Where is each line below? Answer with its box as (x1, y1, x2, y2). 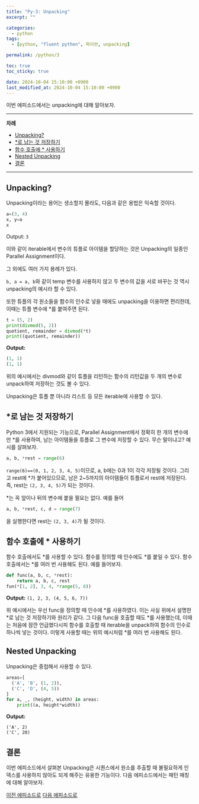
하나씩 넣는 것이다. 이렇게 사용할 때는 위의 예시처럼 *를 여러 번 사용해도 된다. (6, 629, 182, 636)
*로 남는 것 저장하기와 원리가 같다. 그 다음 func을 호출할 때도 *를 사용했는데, (6, 614, 182, 621)
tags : (6, 36, 20, 42)
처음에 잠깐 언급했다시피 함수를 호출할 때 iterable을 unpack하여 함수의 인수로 (12, 621, 191, 628)
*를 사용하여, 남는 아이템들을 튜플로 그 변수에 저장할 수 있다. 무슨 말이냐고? (12, 436, 185, 443)
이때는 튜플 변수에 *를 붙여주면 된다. (6, 305, 89, 312)
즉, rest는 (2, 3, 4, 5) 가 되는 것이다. (6, 481, 95, 489)
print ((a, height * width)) (17, 702, 81, 709)
